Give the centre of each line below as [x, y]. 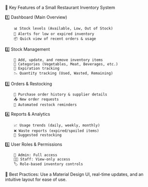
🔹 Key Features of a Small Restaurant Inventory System [60, 8]
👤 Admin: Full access [35, 155]
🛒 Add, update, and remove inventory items [58, 60]
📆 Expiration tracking [37, 68]
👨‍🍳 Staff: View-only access [42, 159]
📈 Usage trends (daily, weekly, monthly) [57, 125]
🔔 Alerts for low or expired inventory [54, 34]
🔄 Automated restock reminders [45, 105]
